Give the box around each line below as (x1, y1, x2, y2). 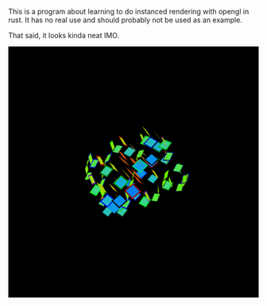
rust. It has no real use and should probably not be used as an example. (8, 15, 242, 25)
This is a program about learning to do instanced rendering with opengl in (8, 7, 250, 16)
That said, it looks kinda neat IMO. (8, 31, 120, 40)
